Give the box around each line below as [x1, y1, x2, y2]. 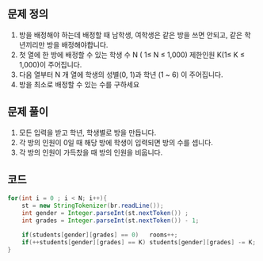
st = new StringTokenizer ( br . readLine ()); [21, 202, 164, 210]
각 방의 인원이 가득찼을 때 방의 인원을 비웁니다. [18, 148, 163, 157]
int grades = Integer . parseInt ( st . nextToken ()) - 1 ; [21, 217, 200, 225]
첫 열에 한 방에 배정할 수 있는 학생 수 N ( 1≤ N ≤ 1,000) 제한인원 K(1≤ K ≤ [18, 50, 245, 59]
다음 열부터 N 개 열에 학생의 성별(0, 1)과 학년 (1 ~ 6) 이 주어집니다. [18, 70, 223, 79]
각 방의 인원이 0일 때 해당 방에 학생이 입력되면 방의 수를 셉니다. [18, 137, 213, 147]
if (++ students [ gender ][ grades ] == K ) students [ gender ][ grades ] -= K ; [21, 238, 257, 246]
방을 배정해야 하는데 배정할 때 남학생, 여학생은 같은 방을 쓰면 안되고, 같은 [18, 30, 243, 40]
